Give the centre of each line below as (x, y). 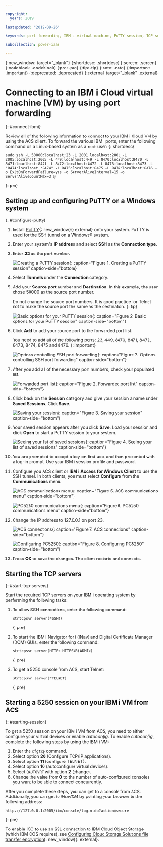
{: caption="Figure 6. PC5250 (110, 505)
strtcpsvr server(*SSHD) (37, 618)
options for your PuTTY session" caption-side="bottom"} (69, 321)
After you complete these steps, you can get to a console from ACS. (73, 791)
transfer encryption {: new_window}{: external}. (52, 839)
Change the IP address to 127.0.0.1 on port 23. (58, 520)
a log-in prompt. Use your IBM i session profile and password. (74, 461)
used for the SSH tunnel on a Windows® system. (61, 235)
